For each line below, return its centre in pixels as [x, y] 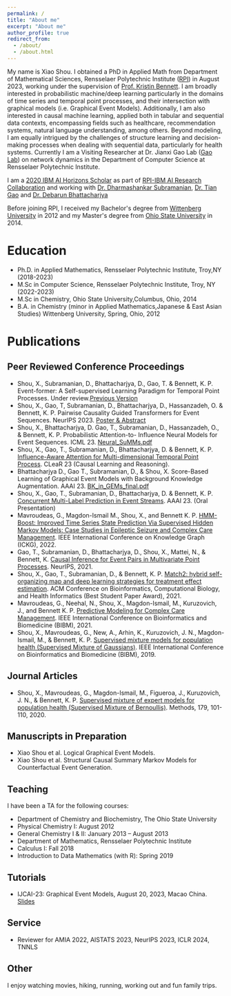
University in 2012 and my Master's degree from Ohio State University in [110, 215]
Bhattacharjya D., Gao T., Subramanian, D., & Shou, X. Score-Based [113, 471]
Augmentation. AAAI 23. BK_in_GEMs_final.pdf [83, 486]
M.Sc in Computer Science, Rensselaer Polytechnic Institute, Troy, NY [116, 284]
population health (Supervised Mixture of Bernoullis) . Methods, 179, [113, 707]
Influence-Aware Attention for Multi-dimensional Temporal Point [108, 456]
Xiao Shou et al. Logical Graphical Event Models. [86, 753]
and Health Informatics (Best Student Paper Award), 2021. [99, 596]
